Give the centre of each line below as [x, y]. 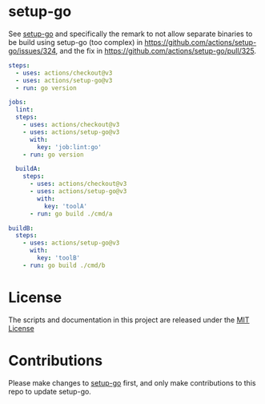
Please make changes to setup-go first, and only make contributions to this [132, 382]
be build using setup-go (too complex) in [76, 42]
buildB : [21, 228]
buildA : [28, 169]
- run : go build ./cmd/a [71, 214]
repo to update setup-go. [50, 391]
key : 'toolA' [66, 206]
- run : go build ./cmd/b [64, 265]
